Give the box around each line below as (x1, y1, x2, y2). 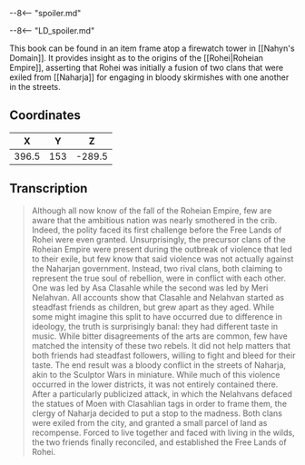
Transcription (9, 181, 88, 196)
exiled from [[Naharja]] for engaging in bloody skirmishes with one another (9, 72, 290, 83)
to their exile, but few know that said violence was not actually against (31, 253, 294, 264)
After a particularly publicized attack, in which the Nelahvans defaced (31, 388, 292, 399)
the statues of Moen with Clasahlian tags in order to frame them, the (31, 398, 288, 409)
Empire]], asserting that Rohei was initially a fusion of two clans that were (9, 63, 284, 73)
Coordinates (9, 108, 82, 124)
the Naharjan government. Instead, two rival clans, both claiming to (31, 262, 283, 273)
